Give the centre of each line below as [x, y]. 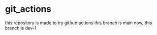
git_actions [28, 9]
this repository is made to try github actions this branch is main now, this [78, 23]
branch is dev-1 [21, 28]
